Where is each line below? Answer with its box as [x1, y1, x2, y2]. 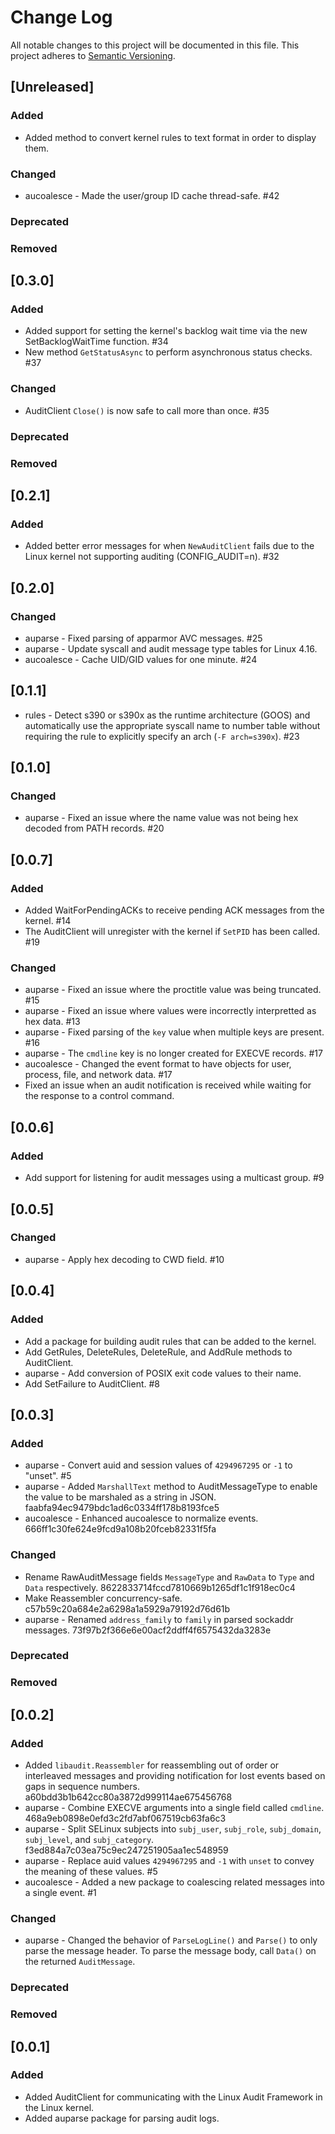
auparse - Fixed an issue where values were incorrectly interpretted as [24, 1005, 317, 1017]
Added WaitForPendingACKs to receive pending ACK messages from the [24, 904, 325, 916]
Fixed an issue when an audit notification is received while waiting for [24, 1079, 312, 1091]
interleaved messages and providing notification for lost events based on [24, 1770, 326, 1782]
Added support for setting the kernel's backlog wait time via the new [24, 325, 308, 337]
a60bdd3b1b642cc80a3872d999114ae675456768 [24, 1791, 233, 1803]
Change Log [10, 6, 113, 29]
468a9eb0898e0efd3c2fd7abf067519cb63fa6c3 [24, 1812, 227, 1825]
